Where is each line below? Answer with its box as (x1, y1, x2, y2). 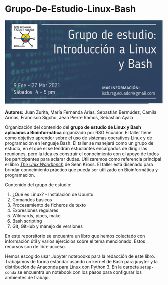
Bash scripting (12, 218, 42, 224)
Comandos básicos (12, 197, 52, 203)
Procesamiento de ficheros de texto (12, 202, 86, 208)
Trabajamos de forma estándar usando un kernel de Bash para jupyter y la (5, 259, 158, 265)
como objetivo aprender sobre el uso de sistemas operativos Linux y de (5, 135, 152, 141)
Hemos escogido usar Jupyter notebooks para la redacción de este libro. (5, 253, 156, 259)
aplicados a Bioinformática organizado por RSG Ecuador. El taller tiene (5, 130, 152, 136)
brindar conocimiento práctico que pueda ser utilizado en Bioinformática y (5, 167, 158, 173)
